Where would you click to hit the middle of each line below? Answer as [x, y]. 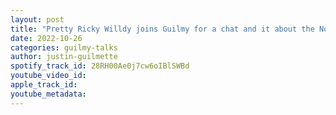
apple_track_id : [44, 85]
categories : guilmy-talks [64, 47]
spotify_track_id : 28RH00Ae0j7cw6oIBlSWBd [100, 66]
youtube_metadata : [48, 94]
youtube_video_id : [48, 76]
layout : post [37, 19]
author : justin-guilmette [64, 57]
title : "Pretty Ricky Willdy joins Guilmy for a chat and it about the [162, 29]
